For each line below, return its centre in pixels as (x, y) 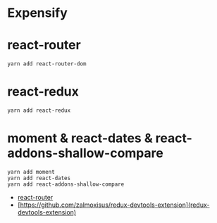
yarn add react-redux (39, 110)
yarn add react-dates (39, 178)
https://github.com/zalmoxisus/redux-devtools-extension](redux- (115, 205)
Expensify (38, 13)
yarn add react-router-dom (47, 64)
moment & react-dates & (80, 138)
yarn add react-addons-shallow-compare (66, 184)
